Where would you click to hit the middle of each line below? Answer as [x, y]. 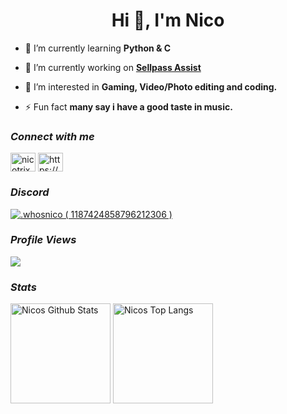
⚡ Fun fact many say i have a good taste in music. [128, 106]
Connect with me [52, 136]
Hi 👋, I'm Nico [168, 20]
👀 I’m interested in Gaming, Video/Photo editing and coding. [151, 86]
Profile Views [43, 240]
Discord [30, 192]
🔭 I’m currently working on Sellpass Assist [113, 67]
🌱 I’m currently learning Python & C [98, 48]
